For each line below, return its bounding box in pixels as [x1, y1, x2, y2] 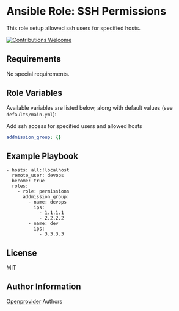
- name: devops [28, 199, 67, 206]
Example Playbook [6, 151, 78, 161]
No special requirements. [6, 70, 70, 77]
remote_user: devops [12, 173, 64, 179]
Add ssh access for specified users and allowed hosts [6, 122, 142, 129]
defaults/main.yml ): [6, 110, 57, 118]
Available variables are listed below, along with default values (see [6, 104, 173, 111]
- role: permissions [17, 188, 70, 195]
